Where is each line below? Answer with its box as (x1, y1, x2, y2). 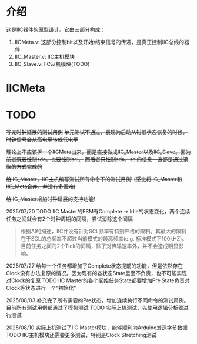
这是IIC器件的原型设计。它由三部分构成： (6, 26, 106, 33)
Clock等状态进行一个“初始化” (6, 285, 76, 292)
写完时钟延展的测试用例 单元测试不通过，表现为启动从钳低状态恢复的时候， (6, 129, 188, 136)
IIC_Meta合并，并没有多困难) (6, 183, 76, 190)
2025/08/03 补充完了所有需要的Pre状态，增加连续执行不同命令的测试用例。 (6, 297, 189, 304)
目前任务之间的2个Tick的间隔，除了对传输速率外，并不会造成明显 (20, 242, 179, 250)
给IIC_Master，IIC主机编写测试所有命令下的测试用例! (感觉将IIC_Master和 (6, 176, 182, 183)
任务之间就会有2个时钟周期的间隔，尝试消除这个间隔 (6, 215, 133, 222)
